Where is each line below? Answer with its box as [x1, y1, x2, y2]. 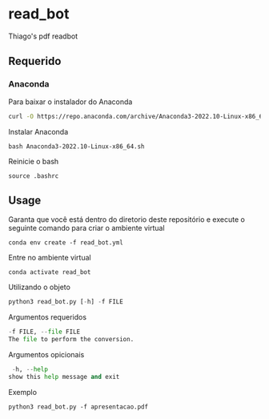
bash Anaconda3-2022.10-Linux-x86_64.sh [8, 142, 146, 151]
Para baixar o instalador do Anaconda [8, 97, 133, 107]
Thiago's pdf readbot [8, 31, 78, 41]
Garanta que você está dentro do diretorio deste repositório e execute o [8, 215, 246, 224]
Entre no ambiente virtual [8, 253, 91, 263]
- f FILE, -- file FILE [8, 328, 81, 336]
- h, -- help [11, 365, 48, 373]
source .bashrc [8, 171, 59, 180]
